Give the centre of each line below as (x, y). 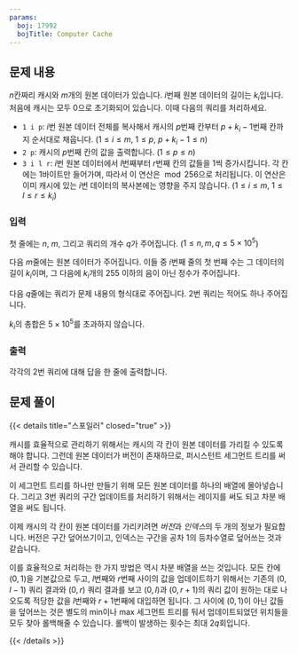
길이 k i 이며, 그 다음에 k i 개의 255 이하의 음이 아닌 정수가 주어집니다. (125, 274)
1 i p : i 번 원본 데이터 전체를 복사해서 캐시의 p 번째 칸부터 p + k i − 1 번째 (145, 127)
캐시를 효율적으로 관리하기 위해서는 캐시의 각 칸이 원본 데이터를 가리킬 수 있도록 (146, 444)
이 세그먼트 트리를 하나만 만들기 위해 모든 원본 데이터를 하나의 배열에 (127, 485)
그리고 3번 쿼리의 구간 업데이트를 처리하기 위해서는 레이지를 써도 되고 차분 (149, 496)
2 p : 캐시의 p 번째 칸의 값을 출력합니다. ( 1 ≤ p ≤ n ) (109, 152)
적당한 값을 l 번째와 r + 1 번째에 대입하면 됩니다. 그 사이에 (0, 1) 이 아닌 (150, 601)
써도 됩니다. (46, 508)
